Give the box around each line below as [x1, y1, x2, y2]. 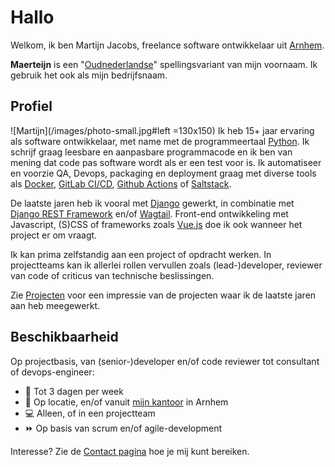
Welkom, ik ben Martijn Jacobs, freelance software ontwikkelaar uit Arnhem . [10, 39, 325, 51]
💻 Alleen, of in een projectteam [24, 407, 156, 419]
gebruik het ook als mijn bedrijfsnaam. [10, 69, 168, 81]
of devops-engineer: [10, 366, 95, 378]
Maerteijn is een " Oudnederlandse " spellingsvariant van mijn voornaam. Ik [10, 58, 318, 70]
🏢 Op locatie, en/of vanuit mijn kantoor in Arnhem [24, 396, 229, 408]
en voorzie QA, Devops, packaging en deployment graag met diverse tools [10, 167, 317, 179]
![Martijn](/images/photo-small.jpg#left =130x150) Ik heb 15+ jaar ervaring [10, 124, 315, 136]
